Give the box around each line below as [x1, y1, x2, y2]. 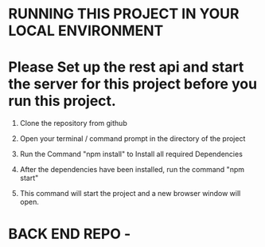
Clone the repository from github [19, 119, 127, 128]
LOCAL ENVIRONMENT [8, 22, 164, 40]
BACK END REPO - [8, 225, 131, 243]
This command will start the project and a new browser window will [19, 189, 241, 198]
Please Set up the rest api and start [8, 58, 244, 76]
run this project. [8, 92, 117, 110]
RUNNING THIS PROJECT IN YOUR [8, 5, 240, 23]
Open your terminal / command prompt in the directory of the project [19, 134, 246, 143]
